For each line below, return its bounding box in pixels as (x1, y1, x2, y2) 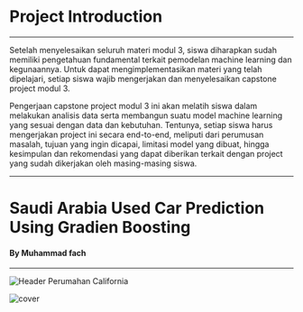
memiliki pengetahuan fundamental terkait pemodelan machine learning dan (9, 54, 292, 65)
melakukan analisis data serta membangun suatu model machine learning (9, 110, 283, 121)
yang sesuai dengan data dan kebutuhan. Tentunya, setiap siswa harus (9, 119, 273, 130)
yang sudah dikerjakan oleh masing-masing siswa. (9, 158, 197, 169)
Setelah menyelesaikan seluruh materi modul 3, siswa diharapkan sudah (9, 44, 278, 55)
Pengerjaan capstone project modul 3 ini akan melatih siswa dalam (9, 100, 258, 111)
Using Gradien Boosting (9, 217, 191, 238)
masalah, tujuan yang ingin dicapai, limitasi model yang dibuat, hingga (9, 138, 270, 150)
